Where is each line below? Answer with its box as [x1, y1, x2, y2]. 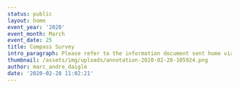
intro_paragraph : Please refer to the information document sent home [7, 50, 221, 57]
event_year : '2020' [7, 23, 65, 31]
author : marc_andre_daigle [7, 63, 87, 70]
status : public [7, 10, 53, 18]
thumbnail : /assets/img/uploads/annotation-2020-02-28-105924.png [7, 57, 208, 64]
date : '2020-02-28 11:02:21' [7, 70, 94, 77]
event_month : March [7, 30, 65, 38]
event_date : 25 [7, 37, 53, 44]
